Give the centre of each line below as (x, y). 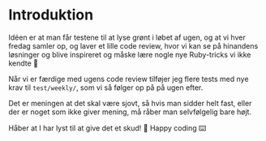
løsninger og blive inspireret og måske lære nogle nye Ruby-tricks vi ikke (130, 54)
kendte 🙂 (24, 63)
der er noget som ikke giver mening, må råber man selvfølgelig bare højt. (130, 112)
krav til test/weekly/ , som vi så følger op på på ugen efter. (106, 88)
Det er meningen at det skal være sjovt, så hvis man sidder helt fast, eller (130, 103)
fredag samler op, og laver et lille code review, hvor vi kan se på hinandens (133, 45)
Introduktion (51, 15)
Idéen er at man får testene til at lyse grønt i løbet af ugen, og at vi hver (127, 37)
